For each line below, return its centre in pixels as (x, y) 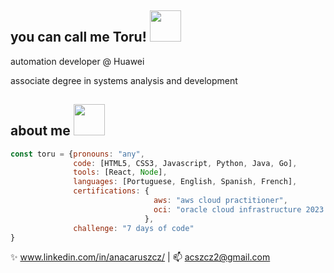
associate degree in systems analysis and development (124, 80)
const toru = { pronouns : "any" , (77, 154)
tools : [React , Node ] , (120, 172)
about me (40, 131)
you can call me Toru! (78, 37)
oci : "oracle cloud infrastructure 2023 (239, 209)
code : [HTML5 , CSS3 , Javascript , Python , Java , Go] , (185, 163)
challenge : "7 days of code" (134, 228)
